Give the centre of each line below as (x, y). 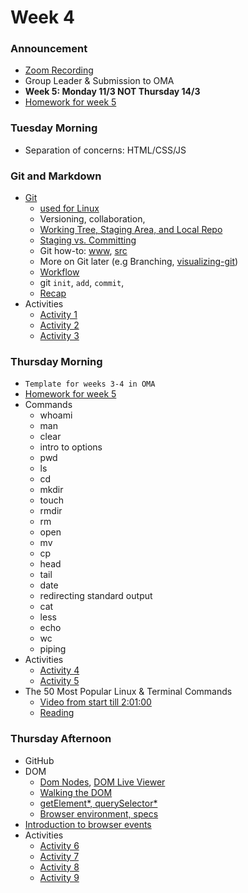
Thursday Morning (56, 361)
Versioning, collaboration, (92, 219)
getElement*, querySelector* (98, 803)
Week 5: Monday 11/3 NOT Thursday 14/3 (112, 92)
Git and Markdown (56, 176)
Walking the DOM (76, 792)
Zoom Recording (59, 70)
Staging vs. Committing (88, 240)
